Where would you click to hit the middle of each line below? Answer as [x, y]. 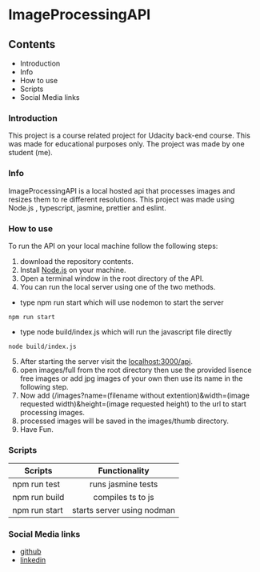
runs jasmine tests [124, 484]
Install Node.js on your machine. [73, 270]
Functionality [124, 471]
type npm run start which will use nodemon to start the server [122, 302]
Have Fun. [36, 429]
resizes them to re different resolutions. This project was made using [121, 199]
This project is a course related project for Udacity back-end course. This [129, 136]
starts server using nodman [124, 510]
